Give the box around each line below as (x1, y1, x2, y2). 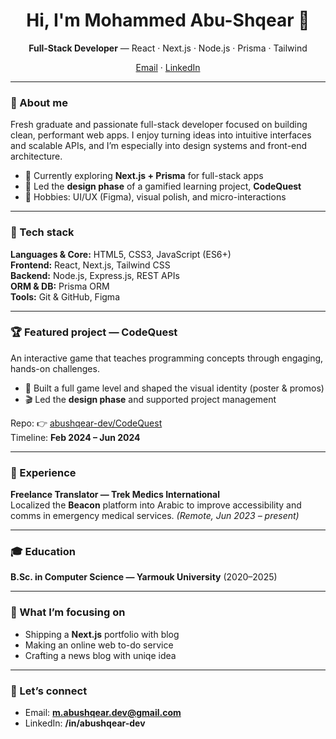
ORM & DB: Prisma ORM (10, 280, 110, 292)
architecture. (10, 150, 63, 163)
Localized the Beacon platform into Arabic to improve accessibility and (10, 499, 302, 511)
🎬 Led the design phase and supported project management (24, 393, 277, 405)
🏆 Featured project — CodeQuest (10, 325, 178, 339)
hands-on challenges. (10, 362, 100, 374)
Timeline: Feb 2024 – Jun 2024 (10, 431, 141, 443)
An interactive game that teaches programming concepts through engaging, (10, 352, 324, 364)
